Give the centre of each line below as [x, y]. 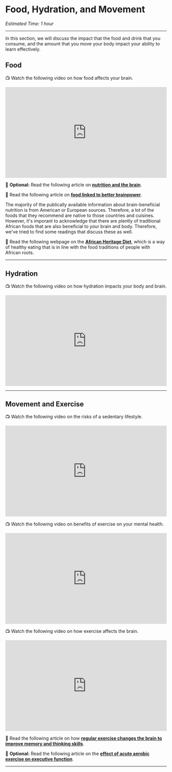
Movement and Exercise [45, 404]
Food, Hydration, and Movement [75, 9]
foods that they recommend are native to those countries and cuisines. [80, 215]
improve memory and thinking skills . [45, 743]
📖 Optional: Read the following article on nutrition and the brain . [74, 185]
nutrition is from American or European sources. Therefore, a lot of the [80, 210]
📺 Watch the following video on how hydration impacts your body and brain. [86, 286]
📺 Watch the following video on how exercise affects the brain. [72, 631]
